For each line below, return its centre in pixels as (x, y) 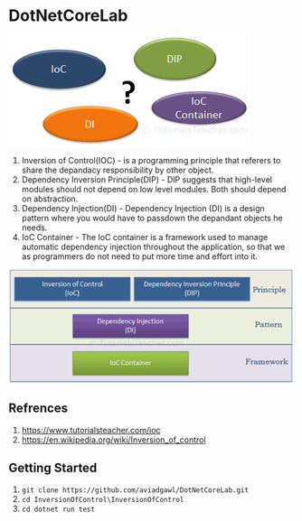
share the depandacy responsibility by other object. (118, 170)
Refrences (38, 409)
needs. (34, 228)
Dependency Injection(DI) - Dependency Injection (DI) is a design (143, 208)
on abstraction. (50, 199)
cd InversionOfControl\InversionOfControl (103, 500)
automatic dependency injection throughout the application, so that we (153, 247)
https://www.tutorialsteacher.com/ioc (91, 430)
